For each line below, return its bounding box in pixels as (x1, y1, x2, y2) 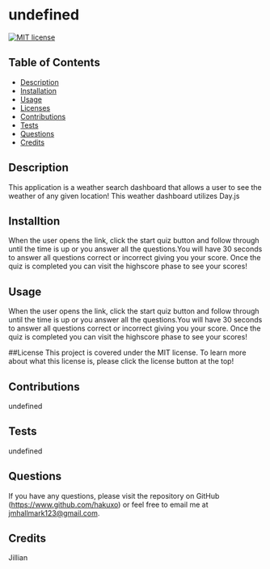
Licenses (19, 103, 51, 112)
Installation (19, 86, 57, 95)
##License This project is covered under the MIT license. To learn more (8, 348, 247, 357)
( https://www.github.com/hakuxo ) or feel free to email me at (8, 499, 209, 509)
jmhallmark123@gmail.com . (8, 508, 100, 518)
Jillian (8, 553, 28, 563)
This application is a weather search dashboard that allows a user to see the (8, 182, 263, 192)
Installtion (8, 214, 61, 228)
